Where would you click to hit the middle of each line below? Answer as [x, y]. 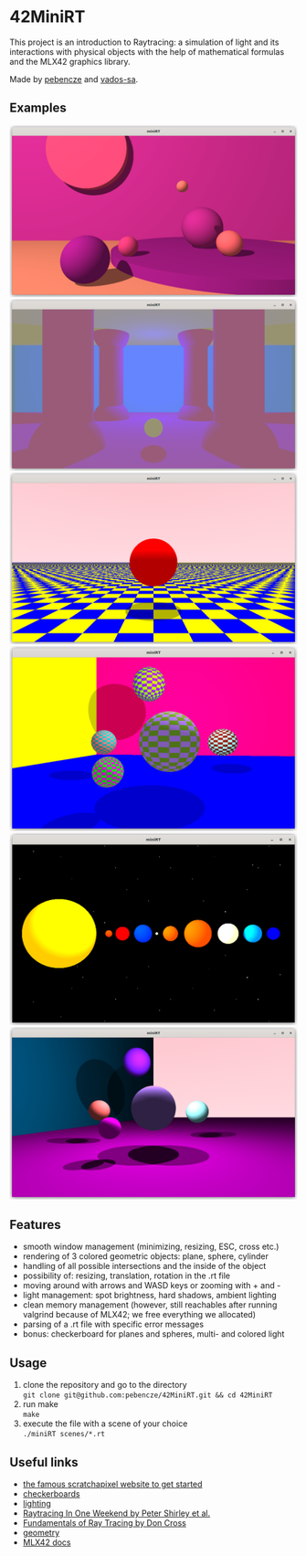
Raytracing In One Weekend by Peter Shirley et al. [116, 1513]
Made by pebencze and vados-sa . [74, 79]
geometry [41, 1533]
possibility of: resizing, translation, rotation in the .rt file [127, 1275]
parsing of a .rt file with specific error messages [113, 1324]
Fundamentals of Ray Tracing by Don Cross [105, 1523]
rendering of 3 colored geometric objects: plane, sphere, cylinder [146, 1256]
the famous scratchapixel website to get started [112, 1484]
